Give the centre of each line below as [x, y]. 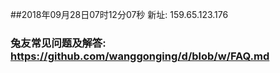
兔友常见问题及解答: [58, 43]
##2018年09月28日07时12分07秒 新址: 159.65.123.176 [119, 14]
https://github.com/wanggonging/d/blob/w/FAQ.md [140, 56]
